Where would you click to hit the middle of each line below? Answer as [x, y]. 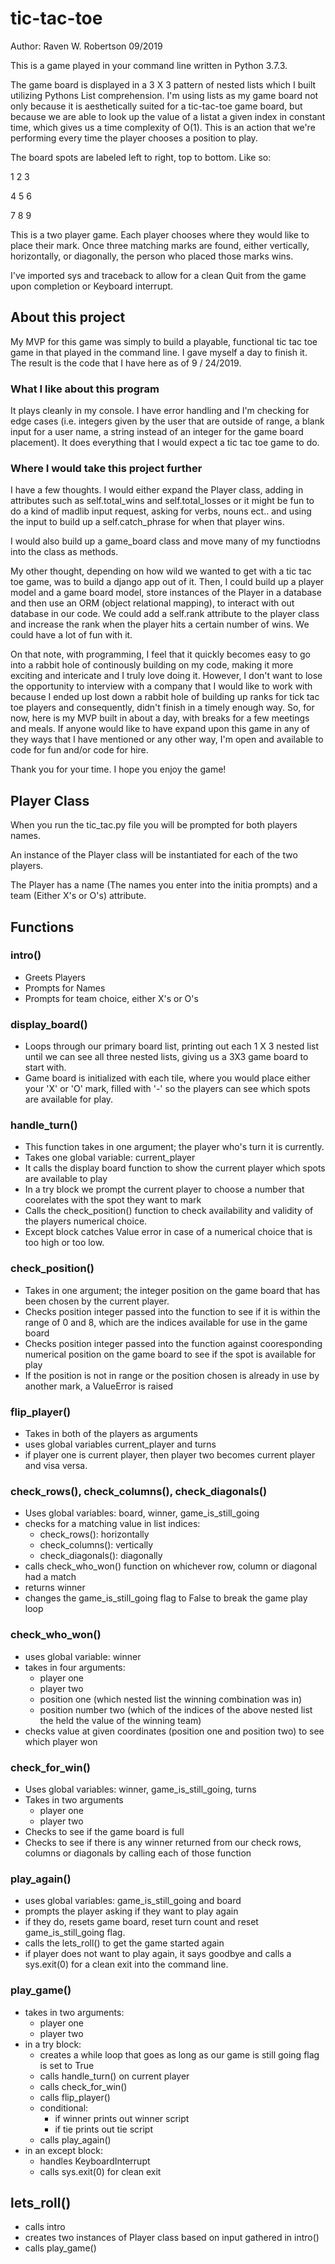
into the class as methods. [64, 552]
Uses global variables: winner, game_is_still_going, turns [140, 1789]
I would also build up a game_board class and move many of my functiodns [165, 541]
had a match [50, 1577]
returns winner [55, 1588]
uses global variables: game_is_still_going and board [133, 1901]
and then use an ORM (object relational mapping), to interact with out [152, 603]
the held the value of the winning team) [120, 1720]
